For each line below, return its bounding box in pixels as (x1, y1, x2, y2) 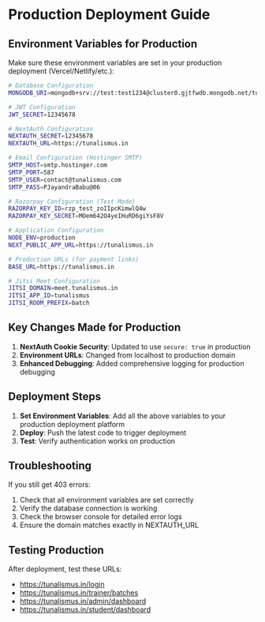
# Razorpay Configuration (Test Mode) (8, 198, 136, 205)
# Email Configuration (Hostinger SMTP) (8, 154, 144, 162)
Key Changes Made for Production (8, 321, 181, 334)
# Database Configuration (8, 81, 93, 89)
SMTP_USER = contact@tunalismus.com (8, 175, 122, 183)
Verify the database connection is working (19, 503, 158, 513)
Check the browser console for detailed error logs (19, 512, 183, 522)
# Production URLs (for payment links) (8, 255, 140, 263)
